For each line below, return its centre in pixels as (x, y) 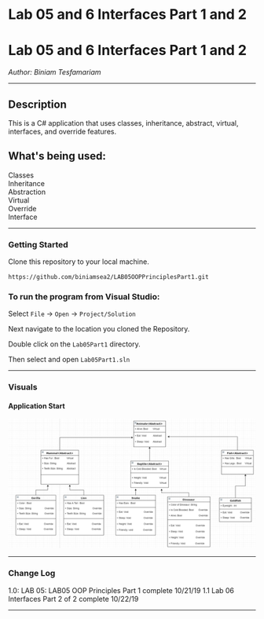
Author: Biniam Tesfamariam (55, 72)
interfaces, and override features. (62, 131)
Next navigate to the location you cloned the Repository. (99, 329)
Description (37, 104)
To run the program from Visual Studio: (84, 296)
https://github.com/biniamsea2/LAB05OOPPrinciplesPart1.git (109, 277)
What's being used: (57, 156)
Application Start (37, 405)
